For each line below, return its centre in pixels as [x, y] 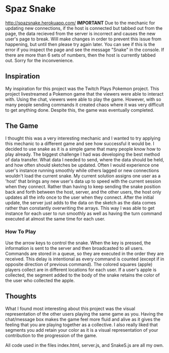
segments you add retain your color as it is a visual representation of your [82, 330]
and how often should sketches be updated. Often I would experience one [82, 165]
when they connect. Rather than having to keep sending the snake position [83, 186]
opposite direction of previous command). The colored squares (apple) [79, 264]
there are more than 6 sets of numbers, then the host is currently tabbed [80, 55]
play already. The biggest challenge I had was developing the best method [82, 154]
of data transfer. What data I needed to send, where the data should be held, [85, 159]
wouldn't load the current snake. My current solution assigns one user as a [83, 175]
